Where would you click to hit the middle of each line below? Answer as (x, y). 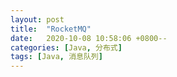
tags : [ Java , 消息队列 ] (56, 57)
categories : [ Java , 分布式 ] (66, 47)
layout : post (37, 19)
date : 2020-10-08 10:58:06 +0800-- (89, 38)
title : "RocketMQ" (51, 29)
